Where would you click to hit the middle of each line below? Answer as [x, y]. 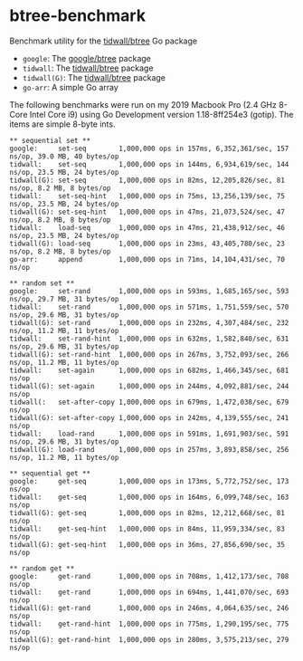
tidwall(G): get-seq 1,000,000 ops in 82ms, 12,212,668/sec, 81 [147, 513]
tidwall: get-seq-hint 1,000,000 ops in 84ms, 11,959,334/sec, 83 [147, 529]
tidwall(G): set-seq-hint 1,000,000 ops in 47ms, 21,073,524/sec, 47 [147, 212]
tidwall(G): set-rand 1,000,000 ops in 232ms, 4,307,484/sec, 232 [149, 322]
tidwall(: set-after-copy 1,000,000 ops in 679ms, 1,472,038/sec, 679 [149, 402]
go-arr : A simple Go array [71, 87]
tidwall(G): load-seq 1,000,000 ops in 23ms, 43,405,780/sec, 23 [147, 244]
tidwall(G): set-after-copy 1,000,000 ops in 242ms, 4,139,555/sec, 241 [149, 417]
